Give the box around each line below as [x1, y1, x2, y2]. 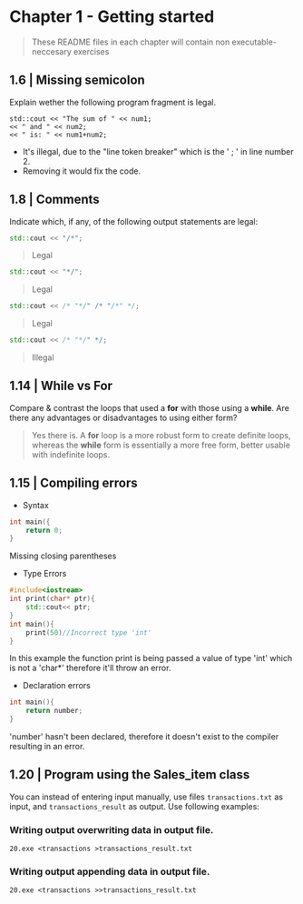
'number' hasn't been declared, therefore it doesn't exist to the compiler [9, 731, 279, 742]
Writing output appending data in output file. [9, 866, 210, 879]
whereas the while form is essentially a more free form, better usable [31, 439, 290, 450]
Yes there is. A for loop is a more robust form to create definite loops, [31, 429, 291, 440]
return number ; [25, 707, 83, 716]
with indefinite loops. [31, 448, 111, 460]
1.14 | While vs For [9, 378, 113, 394]
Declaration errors [22, 680, 91, 691]
